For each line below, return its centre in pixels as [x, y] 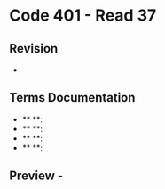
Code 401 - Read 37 [83, 16]
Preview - [36, 176]
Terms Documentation [72, 98]
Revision [34, 49]
